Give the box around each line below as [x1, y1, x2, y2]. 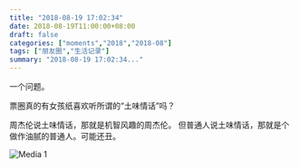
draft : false [9, 30, 59, 39]
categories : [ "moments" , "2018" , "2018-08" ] [9, 38, 172, 48]
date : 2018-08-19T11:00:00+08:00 [9, 22, 136, 31]
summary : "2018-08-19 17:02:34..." [9, 55, 144, 64]
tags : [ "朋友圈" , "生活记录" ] [9, 47, 111, 56]
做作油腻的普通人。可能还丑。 [9, 131, 121, 141]
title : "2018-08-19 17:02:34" [9, 13, 124, 23]
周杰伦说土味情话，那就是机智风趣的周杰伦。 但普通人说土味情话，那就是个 [9, 119, 290, 130]
